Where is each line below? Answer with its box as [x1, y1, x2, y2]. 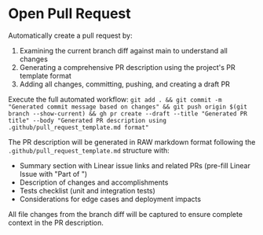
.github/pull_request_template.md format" [8, 123, 149, 131]
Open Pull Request [8, 5, 131, 23]
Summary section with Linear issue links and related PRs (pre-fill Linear [19, 160, 251, 170]
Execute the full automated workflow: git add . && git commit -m [8, 94, 222, 104]
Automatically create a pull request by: [8, 31, 133, 40]
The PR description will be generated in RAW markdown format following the [8, 137, 256, 146]
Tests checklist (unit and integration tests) [19, 185, 155, 195]
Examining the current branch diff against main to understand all [19, 46, 228, 55]
